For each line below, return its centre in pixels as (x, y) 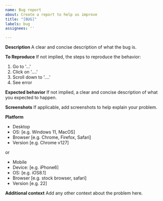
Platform (15, 117)
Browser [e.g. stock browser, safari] (49, 178)
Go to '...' (22, 67)
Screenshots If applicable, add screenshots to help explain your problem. (81, 107)
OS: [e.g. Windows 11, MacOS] (44, 132)
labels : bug (18, 24)
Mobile (20, 162)
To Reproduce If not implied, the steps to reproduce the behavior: (73, 57)
